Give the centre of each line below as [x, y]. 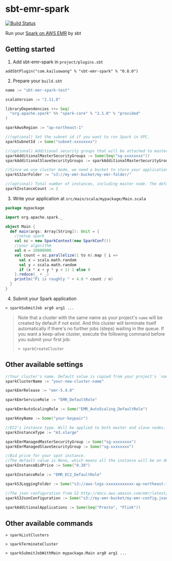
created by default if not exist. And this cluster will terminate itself [87, 323]
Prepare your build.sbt [37, 81]
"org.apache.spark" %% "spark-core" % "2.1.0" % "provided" [75, 114]
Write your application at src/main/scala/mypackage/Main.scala [79, 198]
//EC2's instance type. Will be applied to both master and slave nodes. [86, 428]
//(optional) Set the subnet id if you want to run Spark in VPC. [78, 137]
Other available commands [49, 523]
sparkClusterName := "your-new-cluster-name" [55, 381]
